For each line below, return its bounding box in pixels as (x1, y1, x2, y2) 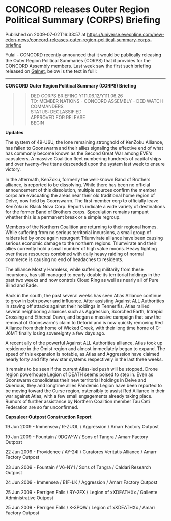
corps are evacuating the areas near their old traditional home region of (5, 192, 155, 198)
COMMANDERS (30, 103, 64, 109)
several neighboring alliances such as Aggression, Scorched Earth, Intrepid (5, 308, 163, 314)
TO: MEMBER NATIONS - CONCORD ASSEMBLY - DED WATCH (30, 98, 163, 104)
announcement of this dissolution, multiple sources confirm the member (5, 187, 157, 193)
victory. (5, 166, 21, 172)
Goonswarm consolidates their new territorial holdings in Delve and (5, 377, 147, 383)
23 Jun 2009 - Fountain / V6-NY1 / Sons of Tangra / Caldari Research (5, 464, 151, 470)
